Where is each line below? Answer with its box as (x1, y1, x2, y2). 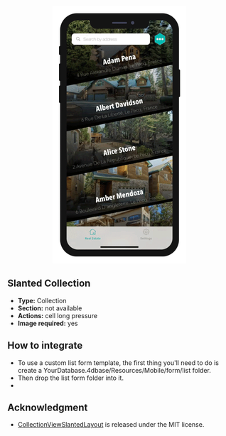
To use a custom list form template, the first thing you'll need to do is (17, 358, 219, 367)
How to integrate (7, 339, 83, 351)
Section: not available (17, 304, 82, 312)
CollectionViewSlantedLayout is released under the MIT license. (17, 420, 205, 429)
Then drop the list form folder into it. (17, 374, 124, 382)
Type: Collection (17, 296, 67, 305)
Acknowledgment (7, 402, 88, 414)
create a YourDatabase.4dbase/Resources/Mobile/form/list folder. (17, 366, 211, 374)
